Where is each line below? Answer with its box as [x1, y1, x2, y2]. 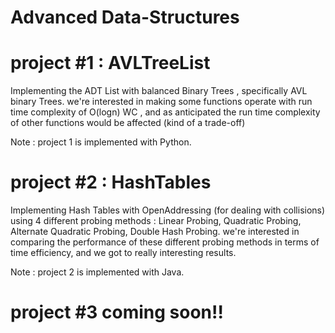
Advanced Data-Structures [10, 6, 240, 29]
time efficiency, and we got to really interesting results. [10, 247, 237, 259]
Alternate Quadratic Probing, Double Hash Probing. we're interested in [10, 226, 300, 238]
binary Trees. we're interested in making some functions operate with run [10, 96, 313, 108]
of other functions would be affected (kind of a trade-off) [10, 117, 246, 129]
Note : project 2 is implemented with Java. [10, 266, 185, 278]
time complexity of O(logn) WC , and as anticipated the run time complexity [10, 106, 321, 118]
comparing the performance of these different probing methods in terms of [10, 236, 320, 248]
